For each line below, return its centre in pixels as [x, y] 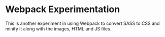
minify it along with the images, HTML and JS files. [58, 28]
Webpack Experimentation [63, 9]
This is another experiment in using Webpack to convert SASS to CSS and [82, 23]
